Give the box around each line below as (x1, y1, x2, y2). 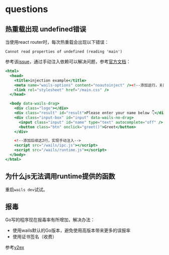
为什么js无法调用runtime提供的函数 (5, 172, 116, 181)
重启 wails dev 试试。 (5, 186, 48, 192)
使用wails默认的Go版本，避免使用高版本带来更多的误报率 (12, 227, 131, 233)
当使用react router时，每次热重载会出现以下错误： (5, 39, 109, 45)
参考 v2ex (5, 244, 24, 250)
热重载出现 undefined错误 (5, 25, 87, 33)
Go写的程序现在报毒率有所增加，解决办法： (5, 217, 95, 223)
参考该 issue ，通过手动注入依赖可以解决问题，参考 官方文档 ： (5, 59, 131, 64)
